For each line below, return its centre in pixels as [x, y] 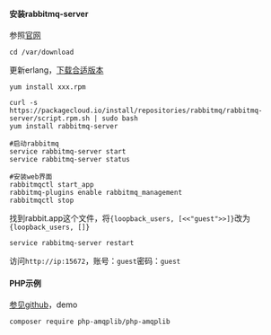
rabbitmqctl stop [42, 201]
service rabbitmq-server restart [72, 243]
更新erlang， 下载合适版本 [57, 70]
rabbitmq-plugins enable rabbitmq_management [96, 193]
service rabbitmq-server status [70, 160]
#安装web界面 [31, 177]
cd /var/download [42, 53]
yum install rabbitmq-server [64, 127]
